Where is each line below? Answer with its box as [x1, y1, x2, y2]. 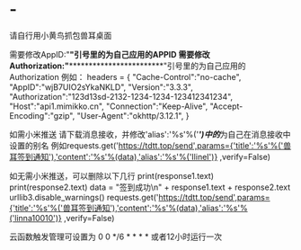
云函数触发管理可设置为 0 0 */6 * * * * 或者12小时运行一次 [9, 231, 223, 242]
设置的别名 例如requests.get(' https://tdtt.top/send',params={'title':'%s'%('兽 [9, 139, 292, 151]
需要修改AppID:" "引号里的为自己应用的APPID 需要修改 [9, 49, 210, 59]
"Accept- [209, 101, 243, 112]
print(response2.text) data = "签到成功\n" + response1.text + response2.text [9, 182, 290, 192]
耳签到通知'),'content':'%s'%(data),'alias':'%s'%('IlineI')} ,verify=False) [9, 151, 271, 162]
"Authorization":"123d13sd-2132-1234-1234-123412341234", [9, 91, 234, 102]
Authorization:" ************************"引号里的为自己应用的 [9, 60, 246, 71]
